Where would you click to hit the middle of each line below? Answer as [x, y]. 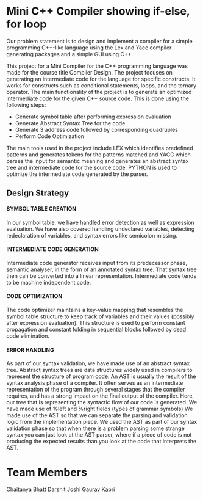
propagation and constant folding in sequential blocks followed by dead [96, 329]
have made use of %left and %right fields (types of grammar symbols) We [100, 409]
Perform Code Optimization [49, 136]
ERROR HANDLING [30, 350]
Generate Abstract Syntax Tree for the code [70, 123]
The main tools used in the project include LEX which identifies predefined [100, 148]
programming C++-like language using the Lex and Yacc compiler [89, 48]
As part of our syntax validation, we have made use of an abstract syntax [98, 363]
